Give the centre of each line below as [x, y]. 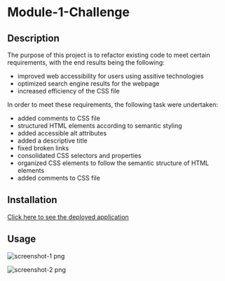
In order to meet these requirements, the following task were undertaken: [113, 105]
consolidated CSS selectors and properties [79, 156]
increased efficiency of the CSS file [69, 91]
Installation [32, 200]
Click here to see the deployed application [68, 217]
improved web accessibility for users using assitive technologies [111, 76]
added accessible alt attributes [62, 133]
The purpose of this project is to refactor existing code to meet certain [109, 55]
